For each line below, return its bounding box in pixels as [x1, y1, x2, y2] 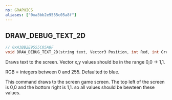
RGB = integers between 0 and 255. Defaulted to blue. [5, 69, 120, 75]
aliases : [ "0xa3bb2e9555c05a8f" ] [5, 12, 77, 17]
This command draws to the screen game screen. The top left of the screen [5, 79, 165, 85]
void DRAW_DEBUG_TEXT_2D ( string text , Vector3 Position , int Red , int [5, 50, 159, 55]
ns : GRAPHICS [5, 7, 33, 13]
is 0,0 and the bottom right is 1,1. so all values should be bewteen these [5, 84, 155, 90]
